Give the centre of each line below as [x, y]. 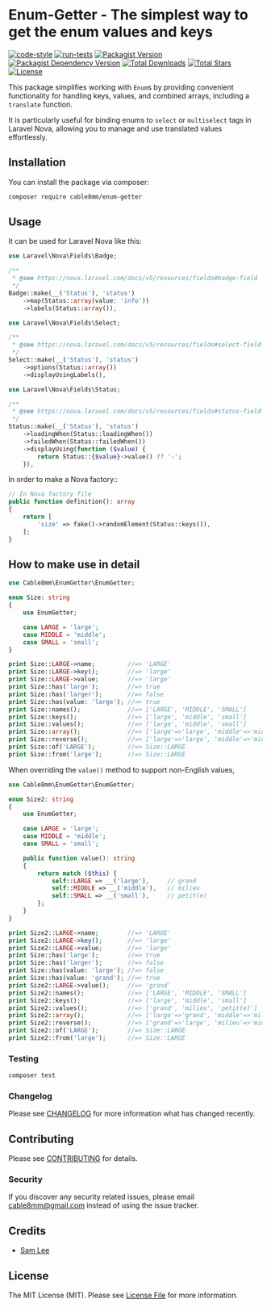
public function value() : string [79, 858]
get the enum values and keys [111, 32]
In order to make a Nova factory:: [63, 480]
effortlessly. [28, 137]
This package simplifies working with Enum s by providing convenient [121, 87]
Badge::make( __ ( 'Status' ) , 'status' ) [72, 293]
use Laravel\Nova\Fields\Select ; [65, 323]
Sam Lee [35, 1250]
